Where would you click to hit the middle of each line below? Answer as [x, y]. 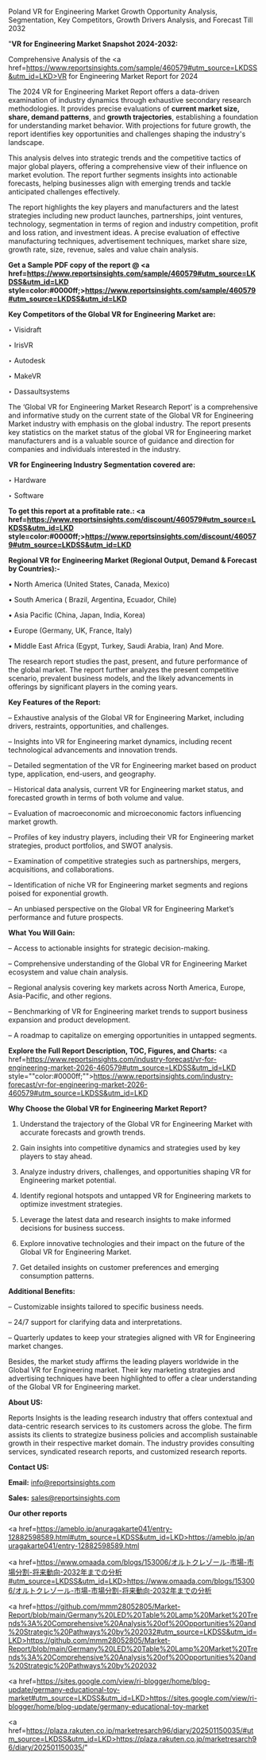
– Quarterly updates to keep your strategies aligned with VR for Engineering [132, 1337]
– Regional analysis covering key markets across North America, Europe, [127, 988]
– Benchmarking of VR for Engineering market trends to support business [128, 1011]
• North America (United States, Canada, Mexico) [89, 584]
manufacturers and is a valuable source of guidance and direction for [121, 441]
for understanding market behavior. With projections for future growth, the [130, 125]
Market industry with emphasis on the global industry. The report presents [130, 424]
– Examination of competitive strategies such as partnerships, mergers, [125, 861]
